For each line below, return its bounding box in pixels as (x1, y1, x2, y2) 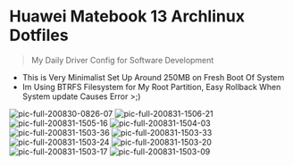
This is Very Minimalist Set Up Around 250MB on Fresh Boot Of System (21, 71, 285, 82)
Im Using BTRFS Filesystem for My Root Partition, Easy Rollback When (21, 81, 281, 92)
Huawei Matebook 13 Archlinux (9, 6, 246, 27)
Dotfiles (9, 25, 69, 46)
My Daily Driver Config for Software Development (30, 54, 214, 65)
